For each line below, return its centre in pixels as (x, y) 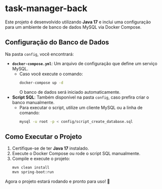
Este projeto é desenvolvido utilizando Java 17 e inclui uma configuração (78, 22)
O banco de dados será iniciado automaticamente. (70, 92)
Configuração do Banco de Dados (57, 43)
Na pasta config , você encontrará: (39, 54)
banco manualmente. (33, 102)
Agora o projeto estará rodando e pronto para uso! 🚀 (58, 181)
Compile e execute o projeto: (41, 159)
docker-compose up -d (41, 83)
